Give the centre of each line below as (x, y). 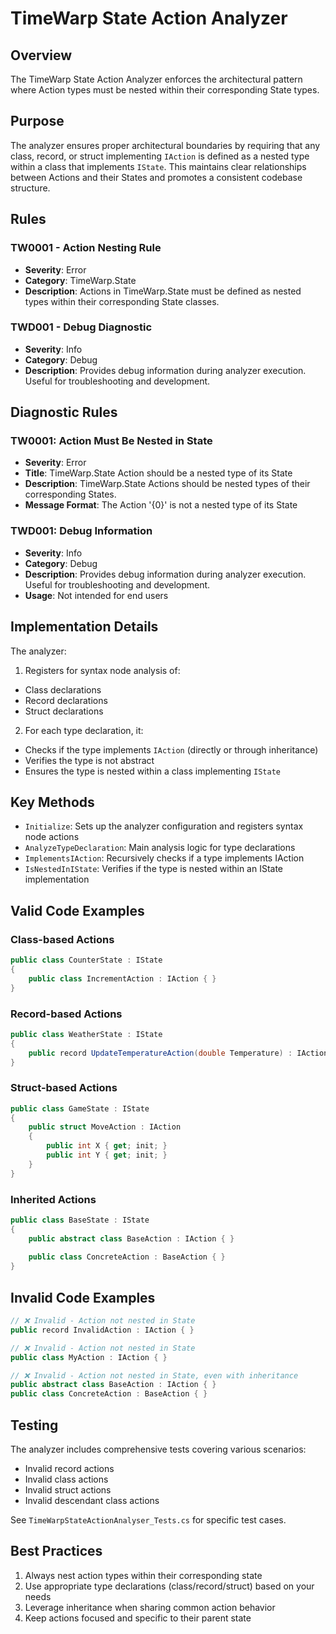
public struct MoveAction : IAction (105, 1127)
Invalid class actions (66, 1479)
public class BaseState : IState (80, 1220)
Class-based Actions (62, 939)
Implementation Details (84, 627)
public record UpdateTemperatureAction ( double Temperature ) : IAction (178, 1053)
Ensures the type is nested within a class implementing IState (152, 771)
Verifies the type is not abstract (89, 760)
